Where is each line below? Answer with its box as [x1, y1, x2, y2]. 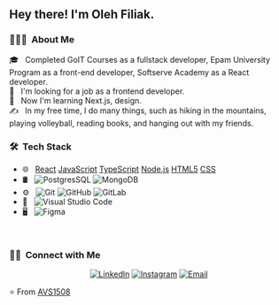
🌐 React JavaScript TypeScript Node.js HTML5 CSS [21, 164, 217, 174]
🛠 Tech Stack [9, 141, 73, 153]
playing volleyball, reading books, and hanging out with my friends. [9, 118, 254, 128]
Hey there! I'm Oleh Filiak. [9, 7, 155, 22]
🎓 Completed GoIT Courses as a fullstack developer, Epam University [9, 54, 271, 65]
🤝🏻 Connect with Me [9, 248, 101, 261]
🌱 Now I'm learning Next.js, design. [9, 95, 142, 105]
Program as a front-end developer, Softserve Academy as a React [9, 66, 250, 78]
